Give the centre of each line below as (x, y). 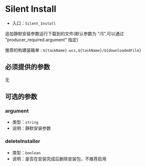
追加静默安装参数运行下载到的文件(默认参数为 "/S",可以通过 (64, 33)
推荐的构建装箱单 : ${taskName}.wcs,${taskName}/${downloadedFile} (73, 50)
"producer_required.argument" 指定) (42, 40)
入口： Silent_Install (34, 23)
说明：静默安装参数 (31, 128)
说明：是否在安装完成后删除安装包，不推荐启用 (59, 159)
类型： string (25, 122)
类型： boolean (26, 152)
